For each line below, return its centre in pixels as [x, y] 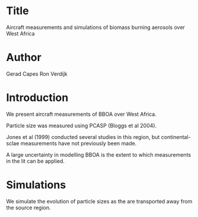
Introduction [37, 98]
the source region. [29, 208]
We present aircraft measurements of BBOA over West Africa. [82, 114]
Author [24, 58]
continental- [176, 137]
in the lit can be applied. [36, 161]
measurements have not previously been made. [79, 143]
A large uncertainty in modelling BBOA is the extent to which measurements [99, 154]
